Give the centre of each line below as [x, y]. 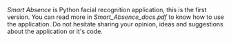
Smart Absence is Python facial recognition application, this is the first [107, 10]
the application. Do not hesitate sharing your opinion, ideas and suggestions [115, 24]
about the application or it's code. [55, 31]
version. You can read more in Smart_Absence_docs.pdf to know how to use [115, 17]
